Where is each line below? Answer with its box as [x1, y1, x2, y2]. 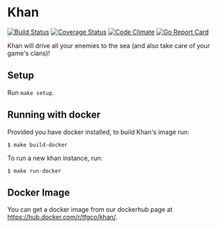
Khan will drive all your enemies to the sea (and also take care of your [7, 41, 211, 50]
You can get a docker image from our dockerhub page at [7, 205, 173, 214]
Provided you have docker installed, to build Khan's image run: [7, 127, 189, 136]
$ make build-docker [7, 141, 69, 149]
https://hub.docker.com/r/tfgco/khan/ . [7, 213, 118, 222]
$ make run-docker [7, 167, 61, 174]
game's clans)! [7, 49, 51, 57]
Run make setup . [7, 88, 54, 96]
